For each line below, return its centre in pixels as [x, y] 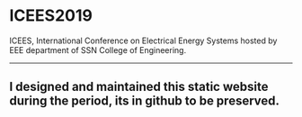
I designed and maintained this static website [139, 87]
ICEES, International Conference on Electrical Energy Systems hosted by [143, 40]
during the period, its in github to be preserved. [145, 101]
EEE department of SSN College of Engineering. [98, 49]
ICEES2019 [51, 16]
